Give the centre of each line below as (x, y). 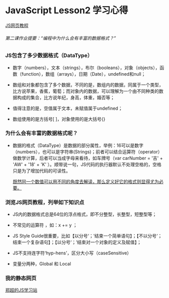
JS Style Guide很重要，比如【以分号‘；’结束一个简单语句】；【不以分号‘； (87, 236)
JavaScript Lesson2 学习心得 (67, 10)
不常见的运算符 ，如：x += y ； (45, 225)
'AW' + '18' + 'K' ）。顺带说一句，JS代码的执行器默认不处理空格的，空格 (87, 164)
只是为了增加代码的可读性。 (41, 171)
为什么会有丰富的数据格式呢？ (42, 134)
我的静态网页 (21, 278)
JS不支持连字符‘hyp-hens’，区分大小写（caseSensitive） (72, 253)
